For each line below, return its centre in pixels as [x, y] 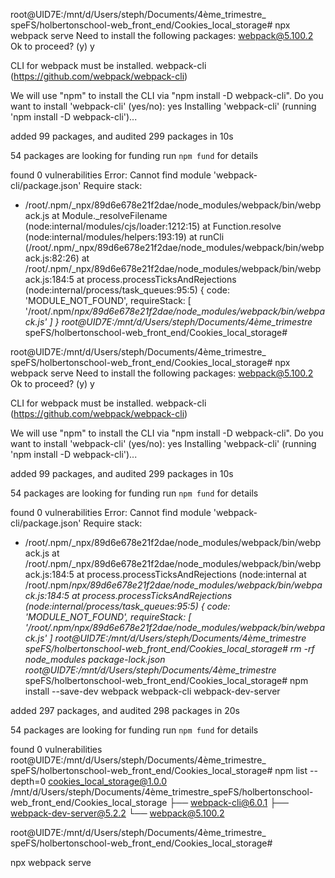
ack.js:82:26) [52, 258]
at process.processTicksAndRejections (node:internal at [191, 574]
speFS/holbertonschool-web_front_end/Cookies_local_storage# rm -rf [169, 648]
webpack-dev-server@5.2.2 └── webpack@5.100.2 [117, 813]
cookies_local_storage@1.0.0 [108, 781]
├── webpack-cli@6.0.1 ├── [229, 802]
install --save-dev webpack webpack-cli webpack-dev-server [152, 691]
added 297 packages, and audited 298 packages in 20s [125, 710]
